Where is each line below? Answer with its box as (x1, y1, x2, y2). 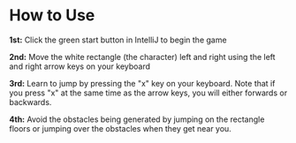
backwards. (9, 96, 52, 107)
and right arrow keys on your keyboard (9, 61, 151, 71)
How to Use (9, 5, 95, 26)
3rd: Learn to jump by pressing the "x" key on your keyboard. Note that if (9, 78, 276, 88)
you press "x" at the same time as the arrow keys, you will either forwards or (9, 87, 288, 98)
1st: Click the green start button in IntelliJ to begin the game (9, 34, 227, 45)
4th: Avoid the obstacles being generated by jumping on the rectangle (9, 114, 265, 124)
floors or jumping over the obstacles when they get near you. (9, 123, 231, 133)
